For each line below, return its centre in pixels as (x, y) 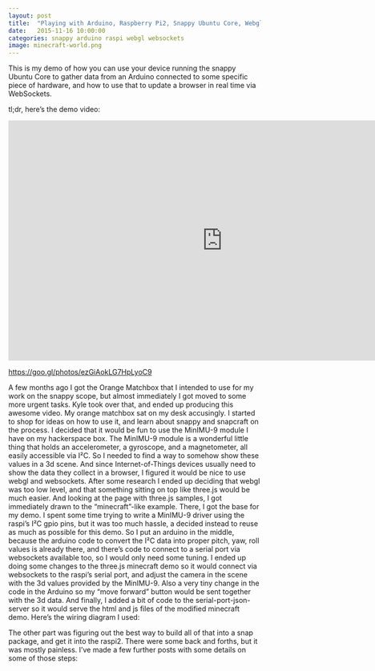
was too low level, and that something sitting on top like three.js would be (129, 490)
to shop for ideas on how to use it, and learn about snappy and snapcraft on (133, 422)
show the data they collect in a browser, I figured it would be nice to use (127, 472)
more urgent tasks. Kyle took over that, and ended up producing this (121, 404)
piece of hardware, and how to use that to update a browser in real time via (132, 86)
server (19, 609)
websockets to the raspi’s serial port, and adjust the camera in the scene (128, 575)
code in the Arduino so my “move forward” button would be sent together (129, 592)
